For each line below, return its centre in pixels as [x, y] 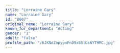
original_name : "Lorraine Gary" [40, 24]
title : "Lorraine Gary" [31, 10]
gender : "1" [18, 33]
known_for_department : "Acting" [40, 29]
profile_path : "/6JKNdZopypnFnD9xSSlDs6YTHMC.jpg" [60, 43]
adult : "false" [21, 38]
